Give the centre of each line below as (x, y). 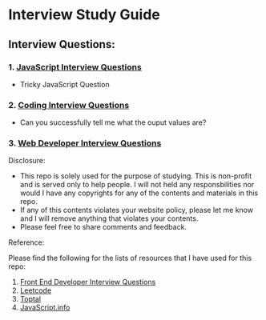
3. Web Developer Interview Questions (85, 143)
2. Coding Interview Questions (69, 105)
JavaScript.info (45, 308)
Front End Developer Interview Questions (88, 282)
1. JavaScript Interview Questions (75, 67)
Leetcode (36, 290)
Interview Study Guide (84, 15)
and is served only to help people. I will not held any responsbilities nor (137, 185)
